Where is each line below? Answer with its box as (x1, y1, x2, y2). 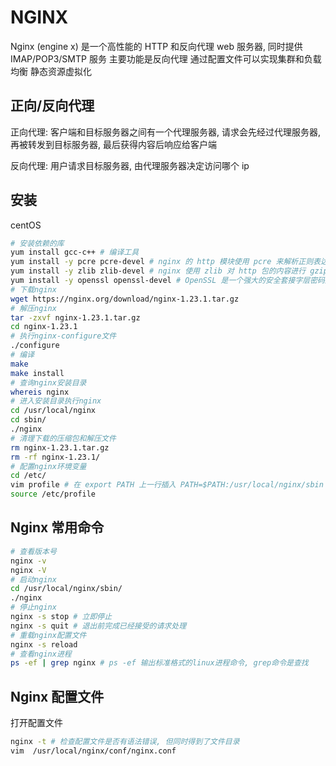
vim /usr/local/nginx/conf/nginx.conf (10, 746, 177, 756)
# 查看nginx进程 (10, 649, 72, 659)
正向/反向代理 (10, 97, 95, 115)
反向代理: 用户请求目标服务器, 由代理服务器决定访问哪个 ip (10, 159, 250, 171)
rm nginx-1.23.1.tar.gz (10, 442, 110, 453)
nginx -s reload (10, 639, 78, 650)
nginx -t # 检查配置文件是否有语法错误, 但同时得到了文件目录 (10, 737, 240, 747)
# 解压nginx (10, 303, 57, 313)
